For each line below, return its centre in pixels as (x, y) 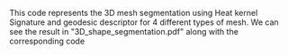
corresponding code (47, 41)
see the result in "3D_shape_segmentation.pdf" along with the (124, 31)
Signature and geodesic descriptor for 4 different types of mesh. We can (144, 22)
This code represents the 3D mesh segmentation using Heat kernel (134, 13)
